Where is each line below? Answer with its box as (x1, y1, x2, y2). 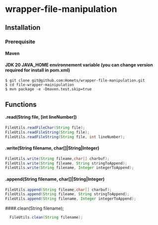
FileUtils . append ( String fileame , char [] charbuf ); (5, 187, 112, 192)
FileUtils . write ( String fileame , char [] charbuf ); (5, 156, 110, 161)
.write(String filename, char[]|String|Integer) (5, 145, 100, 151)
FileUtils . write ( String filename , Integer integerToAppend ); (5, 165, 134, 170)
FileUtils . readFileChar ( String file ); (5, 125, 85, 130)
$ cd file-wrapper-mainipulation (5, 82, 74, 87)
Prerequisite (5, 38, 36, 45)
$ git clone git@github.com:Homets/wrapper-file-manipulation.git (5, 78, 145, 83)
